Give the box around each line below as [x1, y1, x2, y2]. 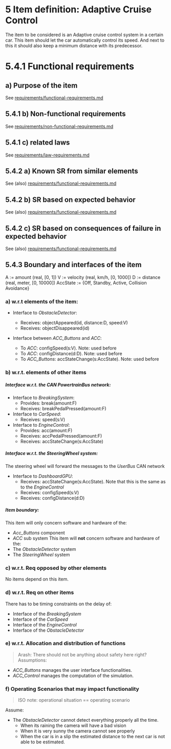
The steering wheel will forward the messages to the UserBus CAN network [5, 463, 165, 469]
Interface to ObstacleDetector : [12, 310, 77, 316]
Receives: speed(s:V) [20, 416, 66, 423]
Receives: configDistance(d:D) [20, 495, 85, 501]
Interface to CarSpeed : [12, 411, 61, 417]
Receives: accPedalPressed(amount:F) [20, 433, 102, 439]
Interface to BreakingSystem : [12, 395, 75, 400]
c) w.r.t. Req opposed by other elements [5, 564, 106, 571]
